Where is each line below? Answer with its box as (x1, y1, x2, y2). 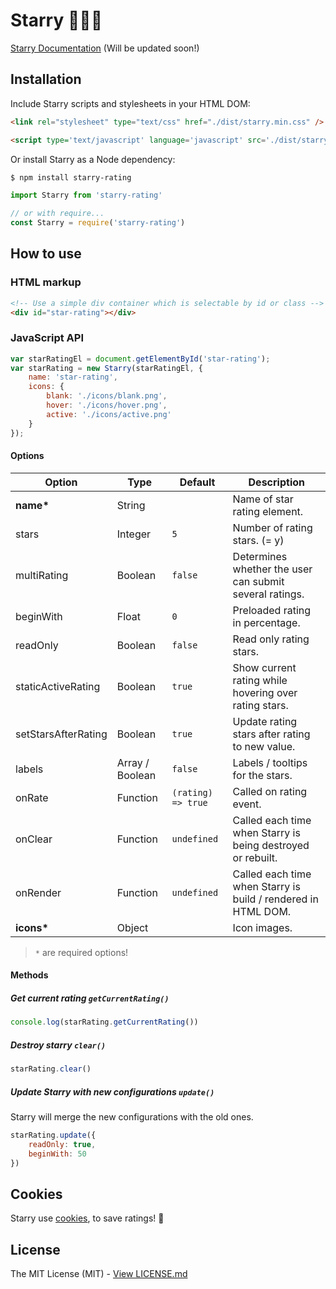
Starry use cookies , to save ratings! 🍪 (10, 1212, 165, 1224)
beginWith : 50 (28, 1149, 87, 1159)
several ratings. (232, 587, 305, 601)
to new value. (232, 739, 296, 753)
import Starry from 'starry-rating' (10, 190, 163, 201)
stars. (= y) (232, 533, 285, 547)
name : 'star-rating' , (28, 372, 118, 383)
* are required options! (34, 946, 129, 958)
